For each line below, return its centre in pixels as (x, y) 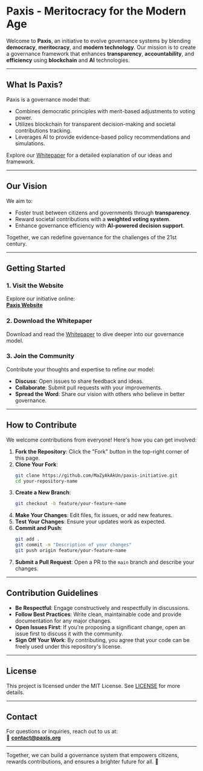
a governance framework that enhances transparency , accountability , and (100, 53)
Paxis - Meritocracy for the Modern (96, 11)
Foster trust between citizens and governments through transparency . (103, 213)
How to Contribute (42, 425)
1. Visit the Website (35, 285)
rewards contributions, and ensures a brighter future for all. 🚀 (82, 762)
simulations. (30, 143)
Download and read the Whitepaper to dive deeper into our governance (95, 334)
